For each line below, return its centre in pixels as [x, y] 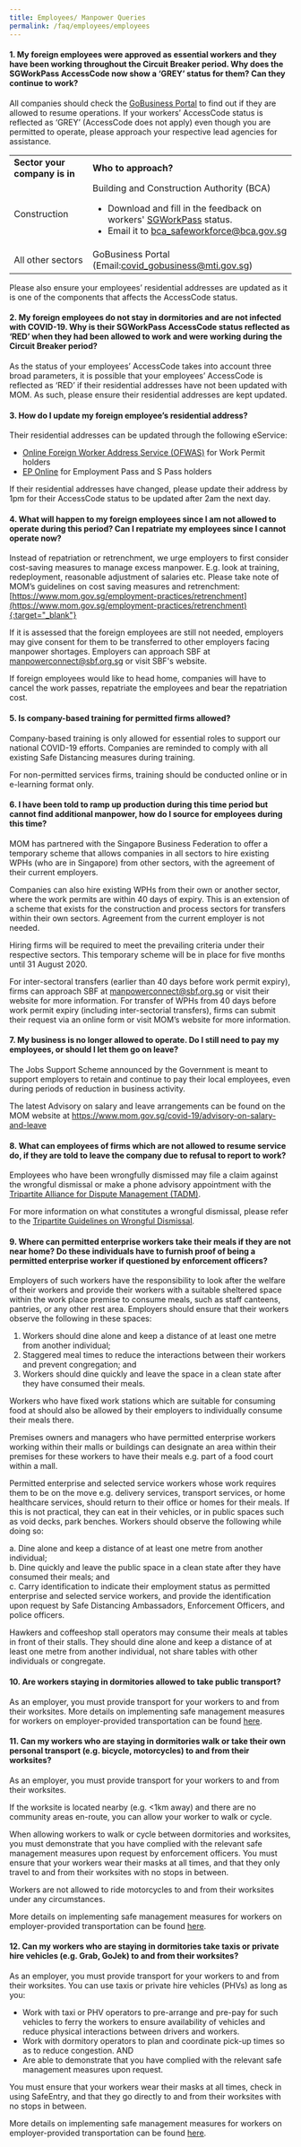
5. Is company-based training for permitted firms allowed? [120, 717]
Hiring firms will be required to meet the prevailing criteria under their [137, 945]
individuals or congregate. [57, 1661]
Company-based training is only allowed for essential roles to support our [145, 738]
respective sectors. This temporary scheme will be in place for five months [147, 954]
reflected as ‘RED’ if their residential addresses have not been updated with [148, 385]
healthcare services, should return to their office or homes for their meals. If [150, 1502]
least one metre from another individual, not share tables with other [133, 1652]
